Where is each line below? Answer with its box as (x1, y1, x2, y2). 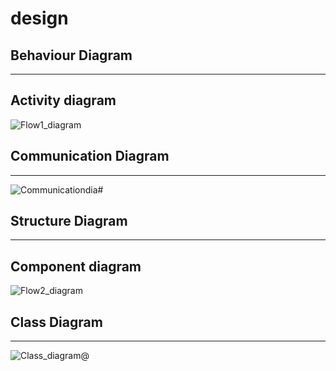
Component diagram (10, 258, 142, 275)
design (10, 7, 69, 30)
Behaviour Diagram (10, 47, 133, 64)
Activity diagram (10, 92, 117, 109)
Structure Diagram (10, 213, 128, 230)
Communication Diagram (10, 148, 170, 165)
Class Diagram (10, 313, 103, 331)
